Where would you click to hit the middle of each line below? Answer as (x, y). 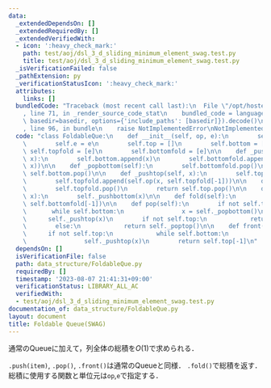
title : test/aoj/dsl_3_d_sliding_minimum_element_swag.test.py (131, 61)
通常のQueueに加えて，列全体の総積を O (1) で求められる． (104, 348)
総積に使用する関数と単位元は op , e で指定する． (85, 375)
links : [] (40, 99)
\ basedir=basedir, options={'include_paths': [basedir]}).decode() (140, 121)
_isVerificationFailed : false (66, 69)
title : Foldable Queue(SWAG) (57, 324)
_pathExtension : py (48, 76)
